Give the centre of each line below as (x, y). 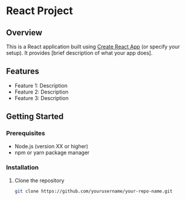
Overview (24, 33)
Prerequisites (26, 134)
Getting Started (35, 117)
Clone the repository (39, 180)
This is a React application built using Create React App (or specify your (93, 46)
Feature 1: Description (41, 85)
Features (23, 71)
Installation (23, 168)
